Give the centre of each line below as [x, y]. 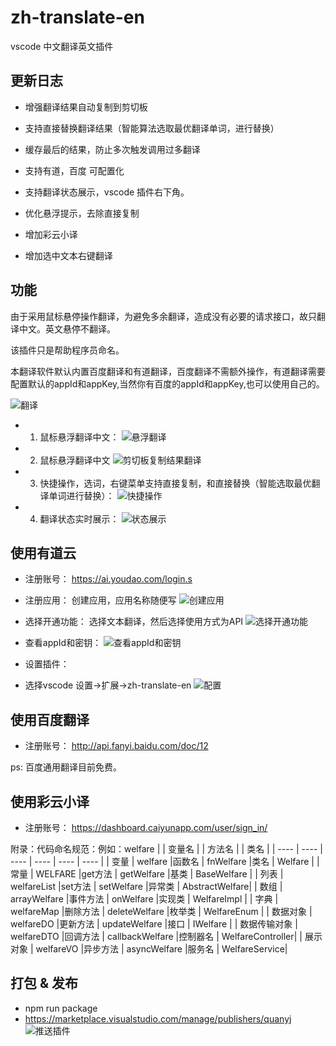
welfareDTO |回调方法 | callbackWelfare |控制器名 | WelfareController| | [156, 936]
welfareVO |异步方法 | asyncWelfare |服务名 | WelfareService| [161, 949]
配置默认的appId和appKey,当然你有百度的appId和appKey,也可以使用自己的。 [167, 383]
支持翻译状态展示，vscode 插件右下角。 [107, 192]
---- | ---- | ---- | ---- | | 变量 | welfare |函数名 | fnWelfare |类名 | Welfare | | [165, 861]
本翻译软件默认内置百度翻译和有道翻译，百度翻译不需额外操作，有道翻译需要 [168, 371]
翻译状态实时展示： [79, 518]
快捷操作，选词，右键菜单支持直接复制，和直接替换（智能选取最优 [175, 483]
